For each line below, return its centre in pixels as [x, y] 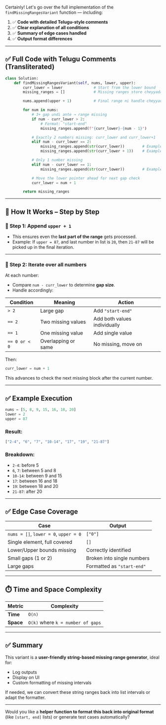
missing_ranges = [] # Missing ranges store [83, 92]
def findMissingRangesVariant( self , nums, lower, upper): [75, 83]
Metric [16, 606]
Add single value [113, 333]
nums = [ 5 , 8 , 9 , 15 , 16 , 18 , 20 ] [41, 410]
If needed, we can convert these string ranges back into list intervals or [78, 692]
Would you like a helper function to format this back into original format [80, 712]
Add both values [113, 319]
